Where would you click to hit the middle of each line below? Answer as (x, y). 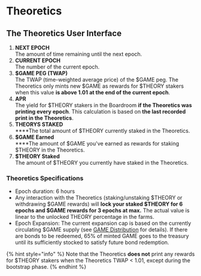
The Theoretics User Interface (64, 33)
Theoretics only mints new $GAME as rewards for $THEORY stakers (99, 86)
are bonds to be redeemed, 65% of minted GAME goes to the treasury (102, 236)
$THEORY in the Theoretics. (50, 150)
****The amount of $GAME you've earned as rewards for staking (97, 143)
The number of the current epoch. (57, 67)
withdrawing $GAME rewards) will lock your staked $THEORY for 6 (99, 204)
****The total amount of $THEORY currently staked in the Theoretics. (103, 131)
